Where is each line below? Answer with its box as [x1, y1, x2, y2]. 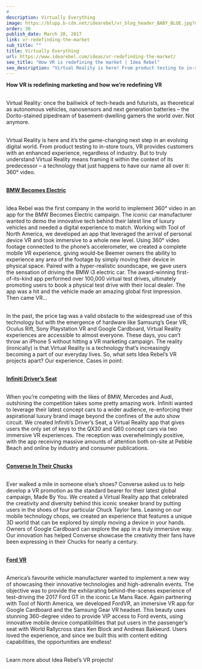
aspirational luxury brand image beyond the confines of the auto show [6, 412, 180, 420]
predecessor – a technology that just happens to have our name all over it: [6, 162, 190, 169]
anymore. [6, 119, 30, 126]
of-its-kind [6, 275, 33, 282]
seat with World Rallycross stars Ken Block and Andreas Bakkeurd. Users [6, 626, 188, 633]
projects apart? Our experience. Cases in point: [6, 357, 123, 364]
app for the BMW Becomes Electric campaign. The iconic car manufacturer [6, 211, 192, 219]
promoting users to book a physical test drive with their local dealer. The [6, 281, 186, 289]
